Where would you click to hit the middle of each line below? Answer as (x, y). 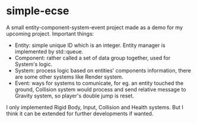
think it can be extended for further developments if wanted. (80, 113)
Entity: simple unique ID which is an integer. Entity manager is (90, 45)
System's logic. (34, 64)
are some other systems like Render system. (69, 77)
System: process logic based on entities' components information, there (103, 70)
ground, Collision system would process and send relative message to (100, 89)
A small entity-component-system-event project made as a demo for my (94, 27)
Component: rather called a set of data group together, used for (93, 58)
